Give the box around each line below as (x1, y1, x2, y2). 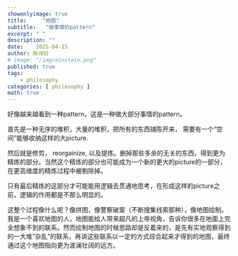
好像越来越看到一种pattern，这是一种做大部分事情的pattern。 (7, 110, 186, 118)
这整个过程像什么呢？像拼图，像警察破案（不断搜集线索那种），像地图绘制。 (7, 206, 228, 214)
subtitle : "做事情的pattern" (7, 23, 96, 30)
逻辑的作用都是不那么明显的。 (19, 191, 107, 199)
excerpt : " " (7, 30, 46, 38)
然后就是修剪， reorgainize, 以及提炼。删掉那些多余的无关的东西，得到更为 (7, 149, 225, 157)
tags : (7, 69, 23, 77)
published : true (7, 63, 55, 70)
